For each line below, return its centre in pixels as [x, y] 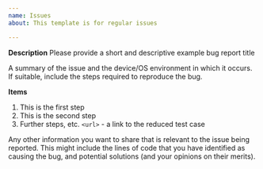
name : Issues [30, 15]
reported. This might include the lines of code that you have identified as [127, 148]
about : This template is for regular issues [83, 23]
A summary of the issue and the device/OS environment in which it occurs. [130, 67]
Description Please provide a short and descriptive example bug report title [131, 52]
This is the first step [52, 107]
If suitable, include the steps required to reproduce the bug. [105, 76]
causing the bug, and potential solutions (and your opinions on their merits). [132, 156]
